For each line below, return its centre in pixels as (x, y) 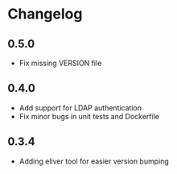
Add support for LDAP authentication (80, 108)
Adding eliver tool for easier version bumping (94, 161)
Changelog (45, 14)
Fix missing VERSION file (60, 63)
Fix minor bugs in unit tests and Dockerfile (89, 116)
